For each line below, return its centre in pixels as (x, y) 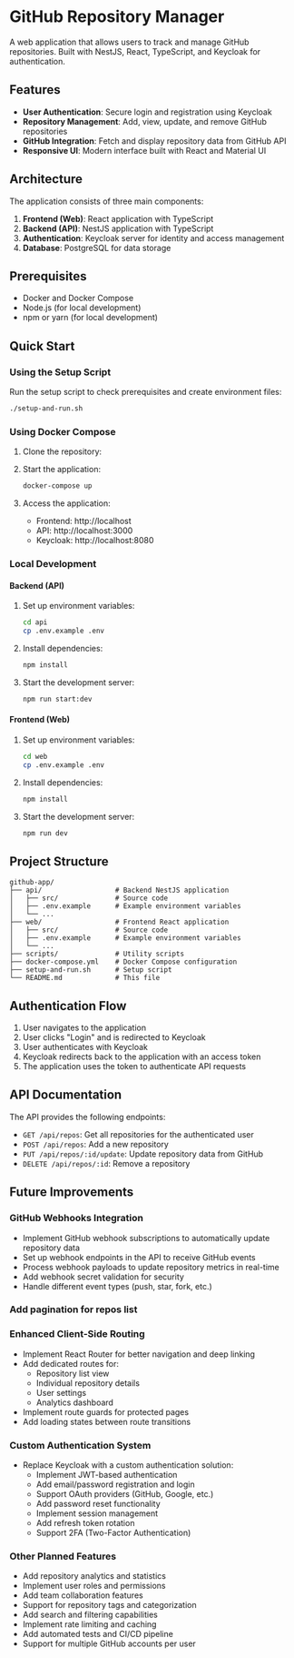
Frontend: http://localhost (83, 521)
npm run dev (45, 833)
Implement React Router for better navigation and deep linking (139, 1354)
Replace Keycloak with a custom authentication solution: (128, 1465)
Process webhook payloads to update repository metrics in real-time (151, 1267)
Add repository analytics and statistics (94, 1576)
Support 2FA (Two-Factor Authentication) (113, 1533)
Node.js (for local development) (82, 308)
